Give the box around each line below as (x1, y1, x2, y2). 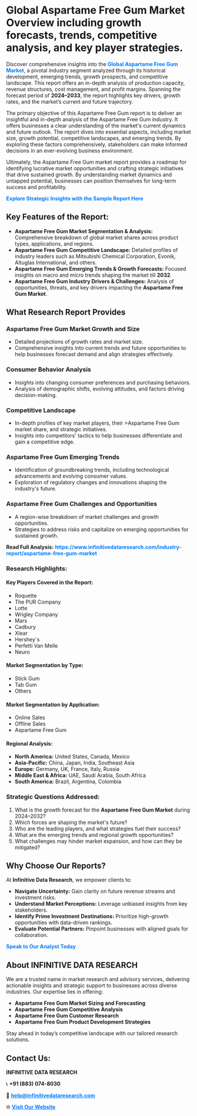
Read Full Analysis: (6, 543, 54, 551)
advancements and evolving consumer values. (14, 472, 128, 480)
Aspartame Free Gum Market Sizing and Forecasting (14, 999, 146, 1007)
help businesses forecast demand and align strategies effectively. (14, 351, 174, 358)
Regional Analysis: (6, 740, 53, 747)
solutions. (6, 1036, 30, 1043)
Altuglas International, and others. (14, 259, 97, 266)
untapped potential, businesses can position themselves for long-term (6, 177, 176, 184)
